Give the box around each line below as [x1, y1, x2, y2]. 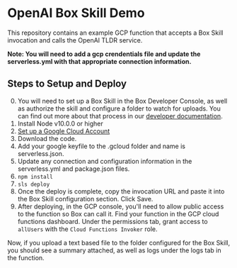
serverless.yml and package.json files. [17, 164, 130, 173]
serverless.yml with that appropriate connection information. [7, 57, 192, 65]
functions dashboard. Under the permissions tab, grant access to [17, 217, 208, 225]
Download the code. [17, 134, 77, 143]
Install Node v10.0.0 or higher [17, 119, 104, 128]
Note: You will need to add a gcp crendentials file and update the [7, 50, 201, 58]
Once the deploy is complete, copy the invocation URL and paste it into [17, 186, 225, 196]
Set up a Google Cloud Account [17, 126, 110, 135]
